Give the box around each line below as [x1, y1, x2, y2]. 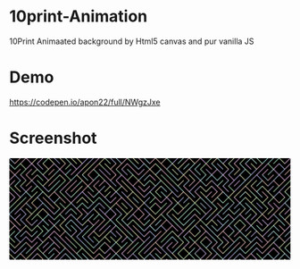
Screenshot [9, 128, 97, 148]
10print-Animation [9, 6, 148, 27]
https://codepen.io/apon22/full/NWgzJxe [9, 97, 161, 107]
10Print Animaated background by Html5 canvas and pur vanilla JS [9, 36, 254, 46]
